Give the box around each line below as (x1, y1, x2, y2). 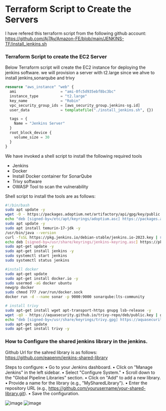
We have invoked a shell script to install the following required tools (5, 153, 142, 159)
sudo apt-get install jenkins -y (5, 249, 74, 254)
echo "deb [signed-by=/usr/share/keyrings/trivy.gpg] (5, 317, 119, 322)
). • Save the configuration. (24, 390, 80, 396)
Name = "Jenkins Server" (14, 121, 65, 126)
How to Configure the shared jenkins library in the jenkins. (5, 338, 148, 345)
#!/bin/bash (5, 203, 30, 208)
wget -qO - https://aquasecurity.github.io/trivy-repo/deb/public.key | (5, 313, 158, 318)
